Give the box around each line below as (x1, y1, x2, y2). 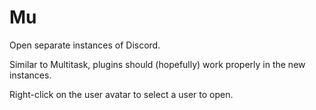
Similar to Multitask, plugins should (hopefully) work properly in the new (9, 58, 306, 70)
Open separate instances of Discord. (9, 39, 161, 51)
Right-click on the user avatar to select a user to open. (9, 88, 234, 100)
